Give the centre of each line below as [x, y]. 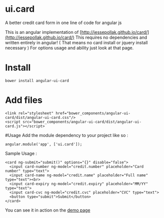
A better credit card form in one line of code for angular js [63, 23]
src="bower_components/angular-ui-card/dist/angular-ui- [82, 122]
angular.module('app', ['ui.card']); [44, 144]
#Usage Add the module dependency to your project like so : [67, 135]
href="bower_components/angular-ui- [93, 113]
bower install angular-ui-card [37, 81]
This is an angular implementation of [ [43, 32]
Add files [24, 100]
